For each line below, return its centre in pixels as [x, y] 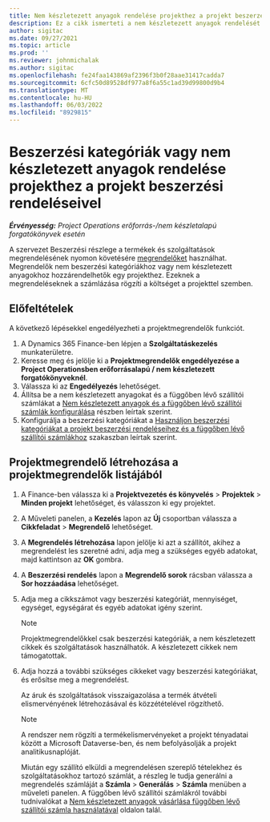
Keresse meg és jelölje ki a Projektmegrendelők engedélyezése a [130, 361]
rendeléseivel [55, 203]
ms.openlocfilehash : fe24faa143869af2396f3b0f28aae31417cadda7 [117, 75]
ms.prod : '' [29, 53]
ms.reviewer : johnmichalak [54, 61]
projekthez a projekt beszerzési [116, 186]
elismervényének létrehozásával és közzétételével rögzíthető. [122, 703]
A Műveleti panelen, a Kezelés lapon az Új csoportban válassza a [129, 518]
